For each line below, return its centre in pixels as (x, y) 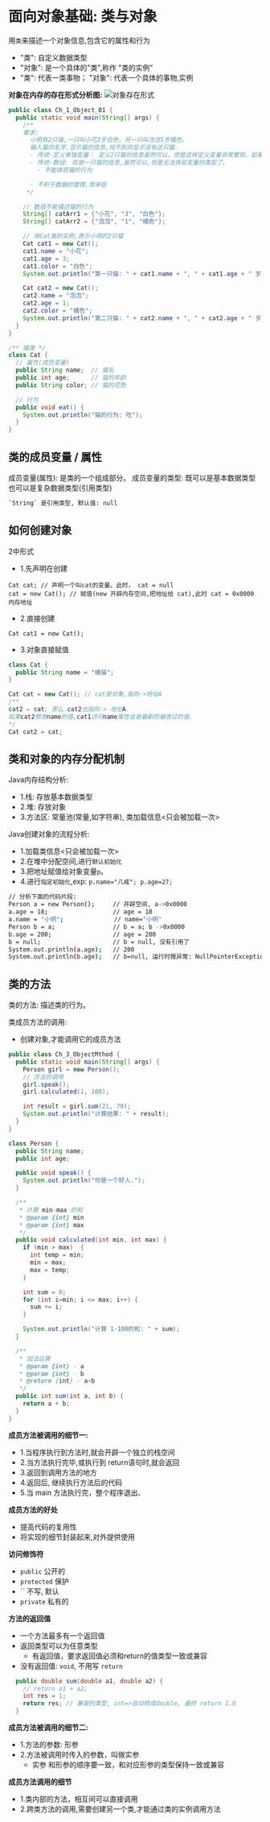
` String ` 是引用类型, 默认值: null (63, 503)
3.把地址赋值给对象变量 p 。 (64, 871)
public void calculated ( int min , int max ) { (91, 1240)
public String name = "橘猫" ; (65, 672)
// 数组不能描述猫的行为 (58, 206)
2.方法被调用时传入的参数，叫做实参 (80, 1755)
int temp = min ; (57, 1255)
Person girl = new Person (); (72, 1069)
